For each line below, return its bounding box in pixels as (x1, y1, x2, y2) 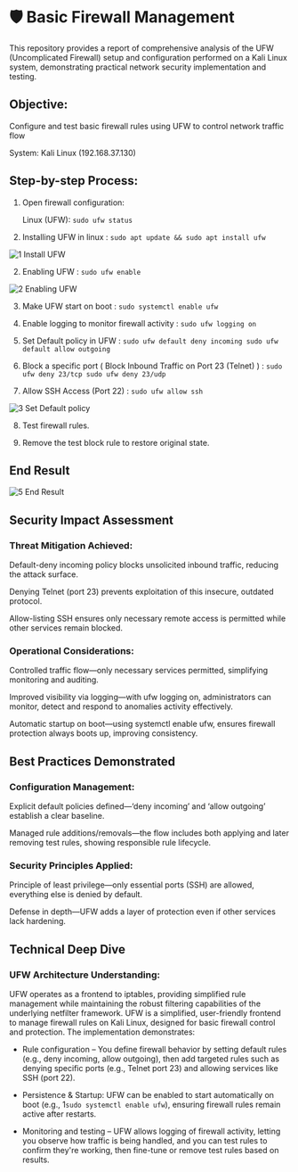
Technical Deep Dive (9, 942, 126, 957)
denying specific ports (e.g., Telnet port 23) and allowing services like (21, 1063, 278, 1074)
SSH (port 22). (21, 1072, 76, 1084)
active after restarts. (21, 1109, 97, 1119)
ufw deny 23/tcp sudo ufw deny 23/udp (21, 369, 166, 379)
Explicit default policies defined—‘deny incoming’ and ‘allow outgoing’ (9, 801, 266, 812)
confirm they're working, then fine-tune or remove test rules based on (21, 1145, 279, 1156)
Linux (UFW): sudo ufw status (21, 214, 133, 225)
